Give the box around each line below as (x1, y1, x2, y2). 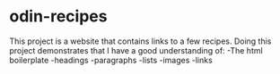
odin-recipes (9, 6, 108, 27)
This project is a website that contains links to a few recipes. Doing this (9, 36, 272, 46)
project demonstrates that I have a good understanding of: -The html (9, 45, 263, 55)
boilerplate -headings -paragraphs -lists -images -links (9, 54, 213, 65)
